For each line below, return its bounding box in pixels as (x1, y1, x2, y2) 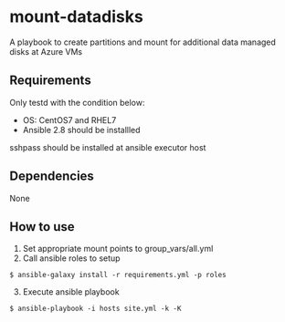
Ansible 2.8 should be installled (22, 124, 141, 135)
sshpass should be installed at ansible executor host (9, 141, 206, 152)
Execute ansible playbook (22, 286, 121, 297)
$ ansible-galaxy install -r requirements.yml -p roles (9, 271, 227, 280)
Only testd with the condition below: (9, 97, 145, 108)
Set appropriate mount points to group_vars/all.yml (22, 244, 214, 254)
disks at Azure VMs (9, 46, 83, 57)
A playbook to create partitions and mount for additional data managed (9, 36, 277, 47)
